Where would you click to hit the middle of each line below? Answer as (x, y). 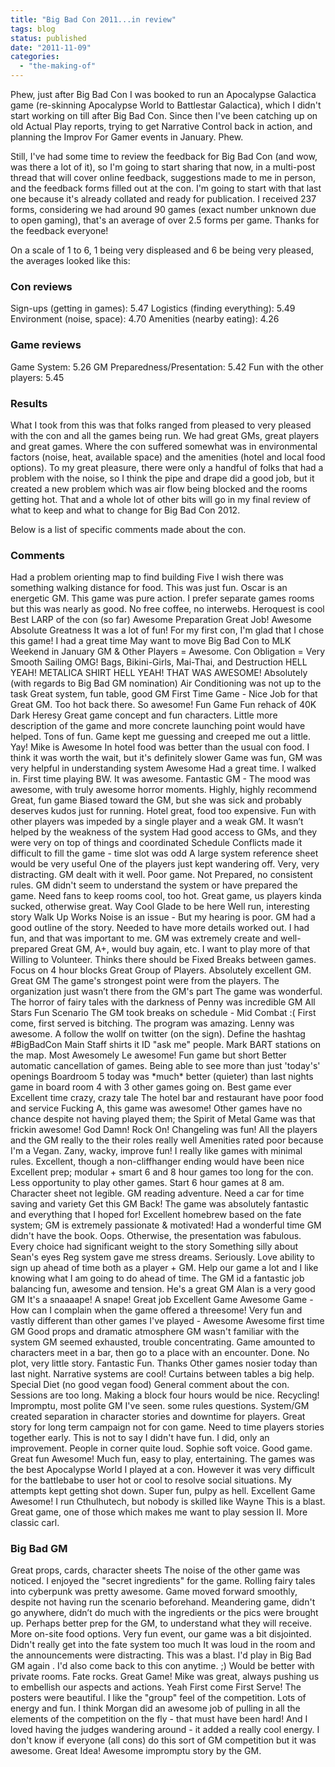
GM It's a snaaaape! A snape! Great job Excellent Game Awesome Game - (162, 1300)
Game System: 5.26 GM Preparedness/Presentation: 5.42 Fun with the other (167, 367)
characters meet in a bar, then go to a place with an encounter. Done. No (160, 1353)
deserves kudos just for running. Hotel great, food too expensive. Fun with (163, 811)
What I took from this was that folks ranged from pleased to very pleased (161, 425)
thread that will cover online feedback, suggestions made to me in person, (163, 177)
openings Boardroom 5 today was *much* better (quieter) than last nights (162, 1077)
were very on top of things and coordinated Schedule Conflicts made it (156, 843)
